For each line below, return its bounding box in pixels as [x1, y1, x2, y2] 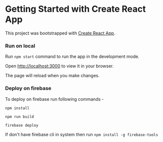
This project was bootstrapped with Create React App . [5, 30, 116, 36]
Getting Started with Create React [5, 3, 146, 15]
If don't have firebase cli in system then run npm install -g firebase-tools [5, 131, 159, 137]
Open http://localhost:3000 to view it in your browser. [5, 63, 114, 69]
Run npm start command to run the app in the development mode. [5, 54, 139, 59]
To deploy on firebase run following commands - [5, 96, 104, 102]
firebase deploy [5, 123, 38, 128]
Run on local [5, 42, 35, 49]
